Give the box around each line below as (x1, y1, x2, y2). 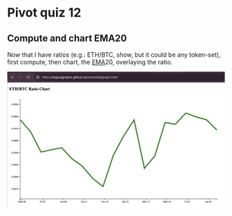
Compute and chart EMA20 (7, 32, 127, 44)
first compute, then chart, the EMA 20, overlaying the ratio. (7, 58, 173, 66)
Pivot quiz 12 (7, 5, 81, 21)
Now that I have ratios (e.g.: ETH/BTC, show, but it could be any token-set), (7, 50, 221, 59)
